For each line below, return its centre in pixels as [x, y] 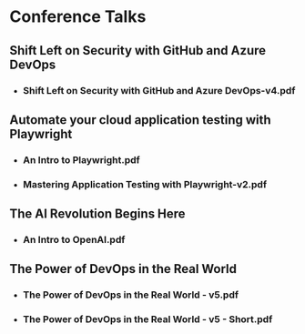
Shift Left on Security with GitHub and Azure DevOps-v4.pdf [159, 90]
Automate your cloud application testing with [140, 120]
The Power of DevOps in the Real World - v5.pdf [131, 295]
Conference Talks [78, 17]
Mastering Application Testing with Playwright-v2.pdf [144, 184]
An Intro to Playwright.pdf [81, 159]
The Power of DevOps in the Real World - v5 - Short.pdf [147, 319]
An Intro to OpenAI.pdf [74, 240]
